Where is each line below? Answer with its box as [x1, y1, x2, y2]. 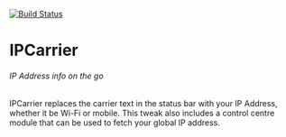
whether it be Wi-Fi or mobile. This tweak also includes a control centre [9, 108, 275, 119]
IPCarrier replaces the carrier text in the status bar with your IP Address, [9, 98, 278, 109]
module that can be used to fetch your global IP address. [9, 117, 221, 128]
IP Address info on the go [9, 70, 104, 81]
